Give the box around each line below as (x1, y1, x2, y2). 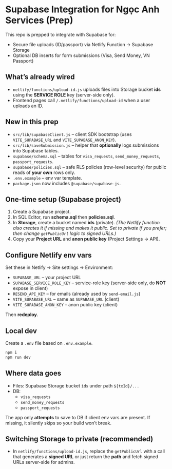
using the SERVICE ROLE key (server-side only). (12, 91, 115, 98)
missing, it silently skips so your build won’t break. (5, 420, 112, 426)
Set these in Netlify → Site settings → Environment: (5, 264, 113, 270)
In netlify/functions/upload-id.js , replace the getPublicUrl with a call (12, 448, 165, 455)
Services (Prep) (5, 14, 73, 26)
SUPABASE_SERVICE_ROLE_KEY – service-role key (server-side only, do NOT (12, 280, 166, 286)
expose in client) (12, 285, 48, 291)
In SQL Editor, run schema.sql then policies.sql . (12, 214, 116, 220)
